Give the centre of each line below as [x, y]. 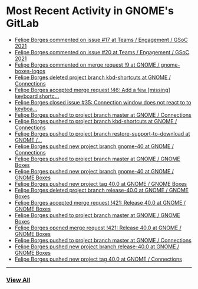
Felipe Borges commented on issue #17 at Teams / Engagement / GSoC [101, 40]
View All [18, 280]
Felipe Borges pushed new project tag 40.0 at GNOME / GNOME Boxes [101, 183]
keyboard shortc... [37, 96]
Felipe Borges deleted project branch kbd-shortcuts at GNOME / [93, 77]
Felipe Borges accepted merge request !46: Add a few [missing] [92, 90]
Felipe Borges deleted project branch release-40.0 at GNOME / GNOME [101, 190]
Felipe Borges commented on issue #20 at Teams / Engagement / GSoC [102, 52]
